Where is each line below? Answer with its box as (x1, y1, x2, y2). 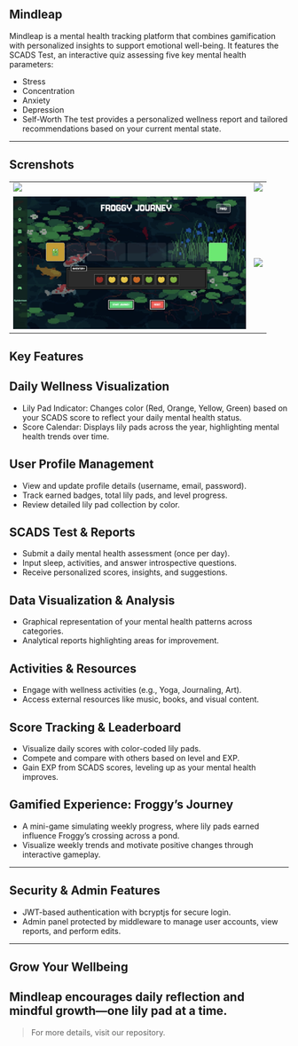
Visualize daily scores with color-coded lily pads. (21, 743, 201, 753)
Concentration (21, 85, 75, 96)
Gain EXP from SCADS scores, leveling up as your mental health (21, 762, 256, 773)
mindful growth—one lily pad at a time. (9, 1003, 228, 1018)
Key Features (9, 350, 84, 365)
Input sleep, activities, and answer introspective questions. (21, 558, 238, 569)
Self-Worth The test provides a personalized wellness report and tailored (21, 114, 288, 124)
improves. (21, 771, 59, 782)
